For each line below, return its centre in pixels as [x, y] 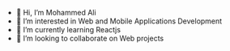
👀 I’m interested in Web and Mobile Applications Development [119, 21]
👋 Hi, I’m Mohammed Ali [56, 13]
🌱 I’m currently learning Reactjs [68, 30]
